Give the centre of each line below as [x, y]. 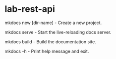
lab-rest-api [30, 9]
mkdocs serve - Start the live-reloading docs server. [58, 32]
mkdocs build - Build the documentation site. [50, 42]
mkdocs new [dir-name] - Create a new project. [53, 23]
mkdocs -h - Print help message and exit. [47, 51]
